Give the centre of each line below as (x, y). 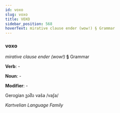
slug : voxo (16, 14)
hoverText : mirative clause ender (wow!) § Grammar (60, 28)
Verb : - (13, 66)
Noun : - (13, 76)
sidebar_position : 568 (29, 24)
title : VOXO (17, 19)
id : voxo (14, 10)
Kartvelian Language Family (34, 105)
